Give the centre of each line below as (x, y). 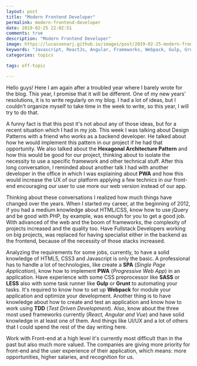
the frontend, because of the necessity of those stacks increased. (86, 241)
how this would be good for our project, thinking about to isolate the (88, 155)
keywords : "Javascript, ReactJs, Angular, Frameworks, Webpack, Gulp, (94, 50)
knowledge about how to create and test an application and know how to (94, 302)
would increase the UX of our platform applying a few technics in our (89, 180)
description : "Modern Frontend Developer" (59, 39)
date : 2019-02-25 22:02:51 (39, 28)
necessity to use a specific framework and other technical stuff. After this (95, 161)
